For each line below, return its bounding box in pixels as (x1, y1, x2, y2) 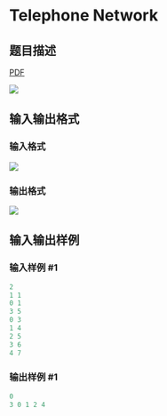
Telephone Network (9, 5, 158, 26)
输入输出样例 (9, 233, 80, 248)
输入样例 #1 (9, 261, 58, 274)
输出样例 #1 (9, 371, 58, 383)
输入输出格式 (9, 112, 80, 127)
